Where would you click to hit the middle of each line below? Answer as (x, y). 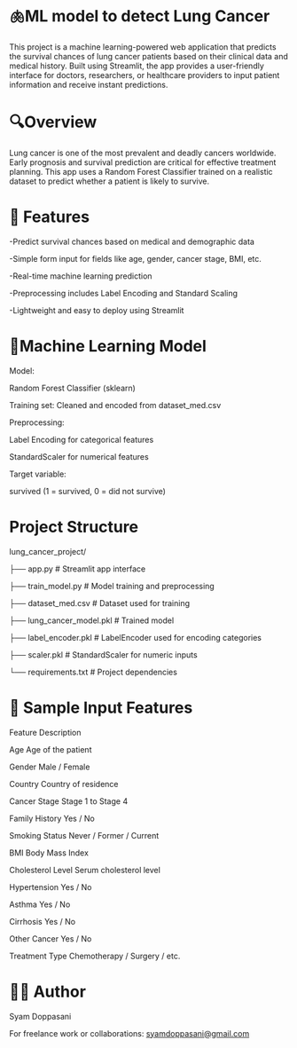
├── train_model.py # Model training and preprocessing (112, 586)
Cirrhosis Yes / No (43, 921)
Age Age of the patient (51, 749)
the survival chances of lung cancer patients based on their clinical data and (148, 56)
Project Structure (74, 527)
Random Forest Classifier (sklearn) (72, 388)
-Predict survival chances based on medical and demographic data (132, 241)
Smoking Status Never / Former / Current (84, 835)
